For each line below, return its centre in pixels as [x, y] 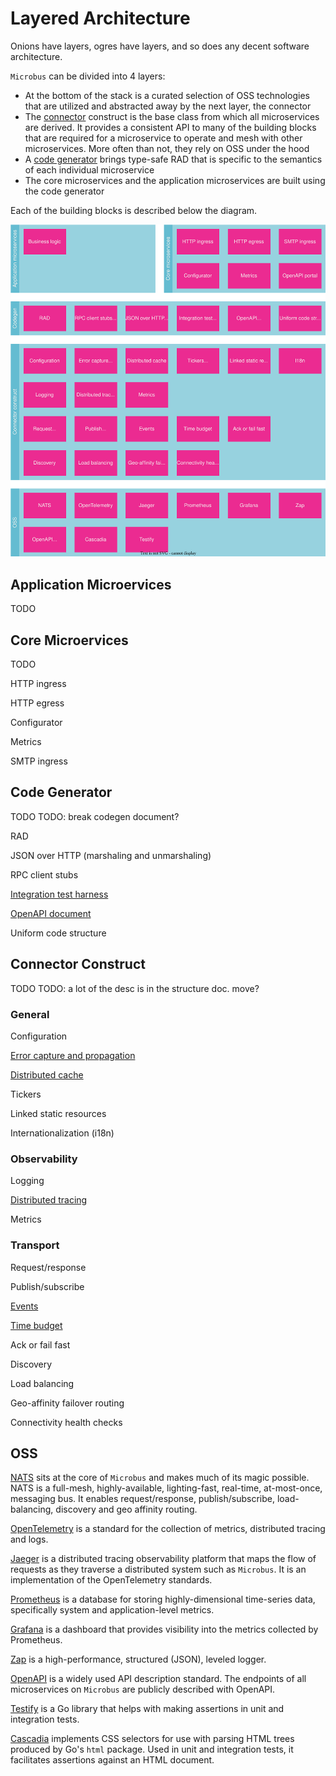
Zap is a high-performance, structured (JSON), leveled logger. [138, 1659]
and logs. [29, 1539]
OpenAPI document [51, 913]
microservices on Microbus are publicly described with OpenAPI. [143, 1689]
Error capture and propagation [73, 1055]
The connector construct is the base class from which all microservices [172, 116]
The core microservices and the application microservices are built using [175, 180]
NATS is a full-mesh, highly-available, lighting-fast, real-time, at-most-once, [166, 1488]
